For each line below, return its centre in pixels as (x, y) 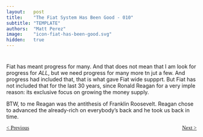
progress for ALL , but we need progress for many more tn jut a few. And (96, 73)
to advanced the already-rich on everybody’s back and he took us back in (98, 110)
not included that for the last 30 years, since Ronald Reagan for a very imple (101, 86)
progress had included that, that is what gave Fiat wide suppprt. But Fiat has (101, 80)
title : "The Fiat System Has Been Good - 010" (70, 18)
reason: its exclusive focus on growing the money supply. (78, 92)
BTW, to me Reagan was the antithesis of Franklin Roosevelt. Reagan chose (100, 104)
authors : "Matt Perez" (36, 29)
